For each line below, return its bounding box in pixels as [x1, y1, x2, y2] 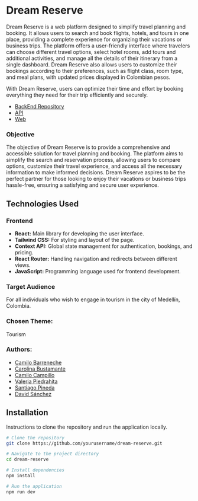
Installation [6, 407, 48, 418]
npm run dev [6, 489, 35, 495]
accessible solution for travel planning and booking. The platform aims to [6, 150, 184, 157]
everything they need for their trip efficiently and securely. [6, 91, 148, 98]
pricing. [14, 248, 34, 256]
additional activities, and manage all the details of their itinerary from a [6, 55, 178, 62]
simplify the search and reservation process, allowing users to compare [6, 157, 181, 164]
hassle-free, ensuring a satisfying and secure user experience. [6, 181, 160, 189]
